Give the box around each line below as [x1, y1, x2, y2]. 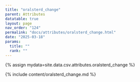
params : [5, 39, 21, 44]
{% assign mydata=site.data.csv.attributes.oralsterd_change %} [5, 62, 135, 68]
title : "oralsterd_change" [5, 7, 61, 12]
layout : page [5, 21, 32, 26]
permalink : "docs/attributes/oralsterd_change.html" [5, 30, 116, 35]
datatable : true [5, 16, 39, 21]
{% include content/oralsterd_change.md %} [5, 71, 96, 77]
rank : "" [9, 48, 28, 53]
